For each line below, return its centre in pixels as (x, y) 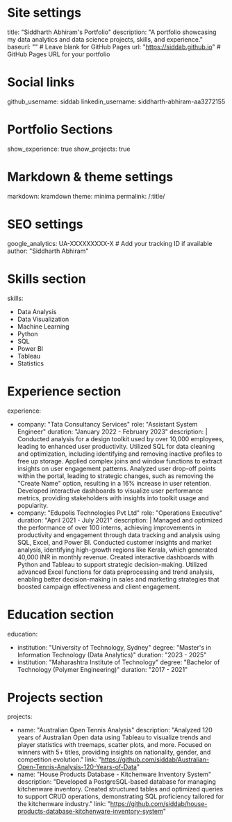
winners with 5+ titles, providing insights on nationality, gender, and (114, 753)
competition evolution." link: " (59, 759)
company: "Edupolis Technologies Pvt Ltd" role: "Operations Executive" (119, 513)
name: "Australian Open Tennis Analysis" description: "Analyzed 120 (115, 730)
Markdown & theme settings (90, 177)
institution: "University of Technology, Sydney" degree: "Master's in (114, 647)
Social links (41, 82)
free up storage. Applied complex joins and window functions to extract (119, 461)
